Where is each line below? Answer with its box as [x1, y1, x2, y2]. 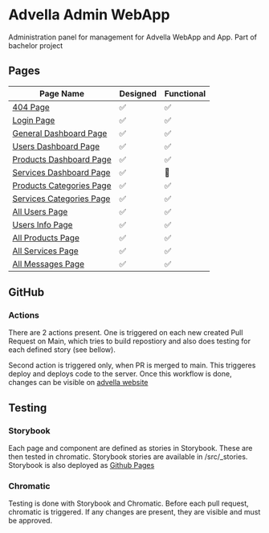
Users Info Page [12, 219, 73, 230]
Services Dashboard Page [12, 166, 111, 178]
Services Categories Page [12, 193, 111, 204]
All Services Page [12, 245, 79, 256]
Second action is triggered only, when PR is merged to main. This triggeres [8, 360, 256, 371]
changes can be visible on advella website [8, 378, 149, 387]
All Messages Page [12, 258, 84, 269]
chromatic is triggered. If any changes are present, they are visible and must [8, 507, 261, 517]
